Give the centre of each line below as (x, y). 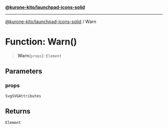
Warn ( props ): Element (39, 55)
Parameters (24, 71)
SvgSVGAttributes (23, 96)
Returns (18, 111)
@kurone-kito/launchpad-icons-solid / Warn (51, 21)
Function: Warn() (41, 42)
